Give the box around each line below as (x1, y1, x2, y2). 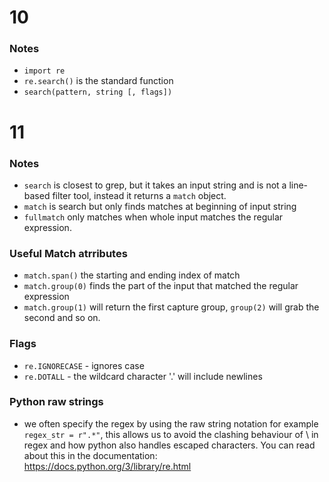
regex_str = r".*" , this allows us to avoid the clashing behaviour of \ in (23, 428, 319, 440)
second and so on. (23, 312, 101, 324)
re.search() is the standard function (23, 75, 174, 87)
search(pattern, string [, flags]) (23, 87, 173, 98)
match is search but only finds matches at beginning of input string (23, 200, 297, 212)
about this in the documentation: (23, 449, 158, 461)
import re (23, 66, 66, 76)
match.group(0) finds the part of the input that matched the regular (23, 280, 299, 292)
